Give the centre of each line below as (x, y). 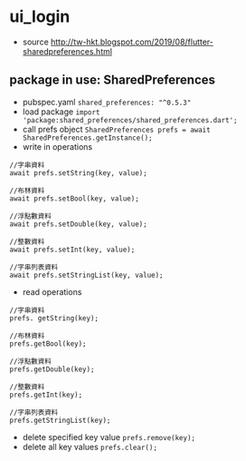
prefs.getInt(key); (46, 395)
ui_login (40, 17)
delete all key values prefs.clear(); (90, 446)
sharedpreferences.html (67, 51)
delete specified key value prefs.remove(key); (109, 436)
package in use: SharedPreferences (112, 80)
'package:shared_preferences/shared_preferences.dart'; (130, 120)
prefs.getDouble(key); (52, 369)
